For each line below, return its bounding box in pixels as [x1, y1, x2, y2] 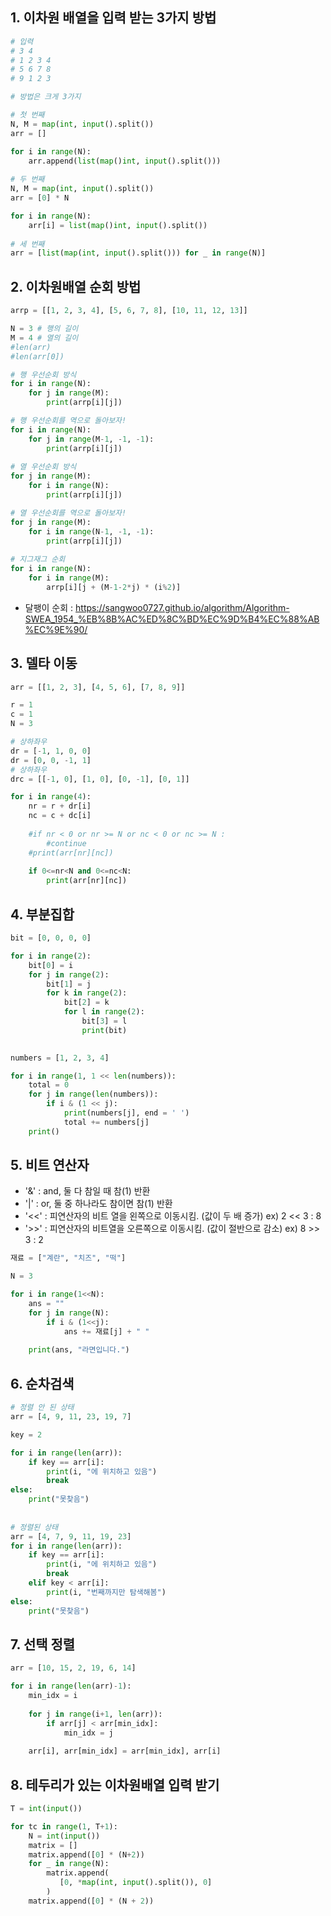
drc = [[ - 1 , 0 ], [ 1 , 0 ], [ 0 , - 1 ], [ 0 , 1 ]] [10, 774, 190, 784]
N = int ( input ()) [28, 1831, 101, 1841]
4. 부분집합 [10, 906, 75, 923]
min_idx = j [63, 1728, 114, 1738]
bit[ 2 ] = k [63, 998, 110, 1008]
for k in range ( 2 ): [46, 988, 128, 998]
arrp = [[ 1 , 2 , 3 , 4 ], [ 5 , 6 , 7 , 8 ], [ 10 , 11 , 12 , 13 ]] [10, 306, 248, 316]
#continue [46, 838, 87, 848]
